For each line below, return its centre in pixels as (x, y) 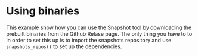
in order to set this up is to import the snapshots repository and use (89, 40)
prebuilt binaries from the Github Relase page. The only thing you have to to (99, 33)
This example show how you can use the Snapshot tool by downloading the (99, 27)
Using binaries (43, 11)
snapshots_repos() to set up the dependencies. (64, 46)
